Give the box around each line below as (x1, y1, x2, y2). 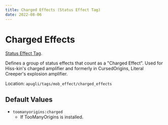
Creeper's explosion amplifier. (5, 71, 68, 77)
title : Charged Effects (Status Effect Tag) (5, 7, 101, 13)
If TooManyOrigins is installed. (20, 114, 83, 120)
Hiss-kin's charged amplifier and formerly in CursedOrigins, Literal (5, 66, 144, 72)
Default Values (5, 95, 53, 104)
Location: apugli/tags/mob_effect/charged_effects (5, 81, 112, 87)
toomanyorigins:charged (12, 109, 63, 115)
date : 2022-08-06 (5, 12, 42, 17)
